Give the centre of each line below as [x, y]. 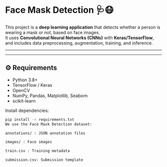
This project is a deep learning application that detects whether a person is [83, 27]
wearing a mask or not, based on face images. [53, 32]
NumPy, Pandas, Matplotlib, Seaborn [50, 96]
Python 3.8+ [25, 80]
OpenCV [21, 90]
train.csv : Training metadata [38, 151]
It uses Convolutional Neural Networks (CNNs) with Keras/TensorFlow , [80, 38]
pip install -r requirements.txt [40, 119]
